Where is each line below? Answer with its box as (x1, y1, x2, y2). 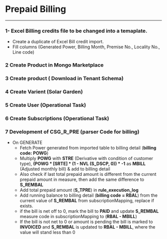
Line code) (12, 49, 35, 55)
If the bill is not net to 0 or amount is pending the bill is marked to (19, 219, 153, 225)
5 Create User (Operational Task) (5, 101, 86, 108)
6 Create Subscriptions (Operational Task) (5, 115, 109, 122)
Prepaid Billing (5, 3, 66, 15)
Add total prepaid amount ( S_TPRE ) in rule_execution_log (19, 187, 139, 193)
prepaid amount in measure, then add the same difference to (19, 176, 144, 182)
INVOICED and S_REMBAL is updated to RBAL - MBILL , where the (19, 224, 156, 230)
